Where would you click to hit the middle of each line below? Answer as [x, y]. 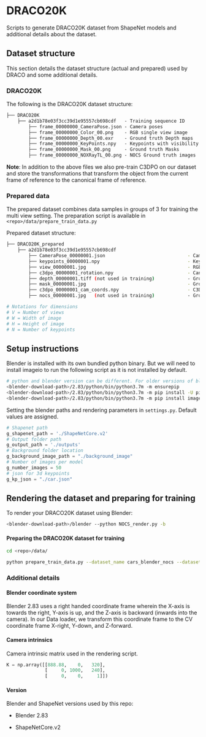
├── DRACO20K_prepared [35, 244]
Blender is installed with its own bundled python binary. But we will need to [101, 363]
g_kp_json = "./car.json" [39, 479]
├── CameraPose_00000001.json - [109, 256]
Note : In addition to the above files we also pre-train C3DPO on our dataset [101, 167]
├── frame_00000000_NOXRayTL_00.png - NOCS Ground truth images [112, 155]
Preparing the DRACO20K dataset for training [66, 538]
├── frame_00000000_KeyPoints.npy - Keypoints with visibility [114, 144]
